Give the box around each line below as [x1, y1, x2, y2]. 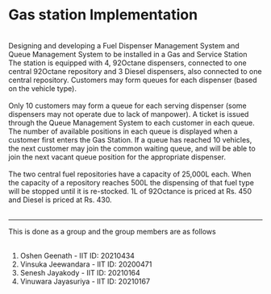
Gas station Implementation [8, 6, 198, 24]
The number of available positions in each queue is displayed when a [8, 126, 238, 136]
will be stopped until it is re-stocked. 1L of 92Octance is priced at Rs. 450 [8, 186, 252, 196]
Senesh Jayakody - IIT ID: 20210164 [19, 267, 141, 277]
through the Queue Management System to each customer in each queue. [8, 118, 256, 127]
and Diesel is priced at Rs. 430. [8, 195, 112, 205]
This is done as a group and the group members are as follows [8, 226, 216, 236]
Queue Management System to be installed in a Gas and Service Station [8, 49, 248, 59]
